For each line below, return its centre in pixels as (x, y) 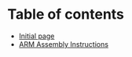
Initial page (37, 36)
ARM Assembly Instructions (64, 44)
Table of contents (66, 14)
